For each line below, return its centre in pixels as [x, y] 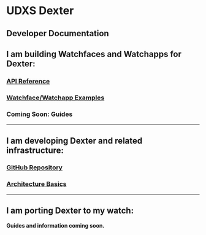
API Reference [28, 81]
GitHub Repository [35, 168]
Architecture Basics [36, 184]
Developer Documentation [58, 33]
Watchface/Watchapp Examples [55, 98]
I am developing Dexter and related [74, 141]
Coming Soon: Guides [40, 114]
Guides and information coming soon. [55, 225]
